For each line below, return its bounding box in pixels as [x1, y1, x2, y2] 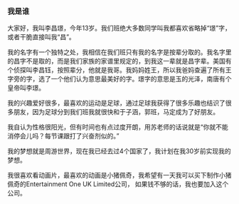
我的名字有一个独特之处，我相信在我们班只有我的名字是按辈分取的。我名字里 [7, 48, 232, 56]
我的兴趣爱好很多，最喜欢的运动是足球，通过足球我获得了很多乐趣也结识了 [7, 98, 225, 108]
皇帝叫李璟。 [7, 83, 45, 92]
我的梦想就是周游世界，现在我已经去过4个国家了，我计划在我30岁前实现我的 [7, 147, 231, 155]
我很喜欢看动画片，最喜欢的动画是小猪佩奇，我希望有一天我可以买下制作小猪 [7, 171, 232, 180]
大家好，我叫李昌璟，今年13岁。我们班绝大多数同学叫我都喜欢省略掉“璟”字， [7, 24, 231, 33]
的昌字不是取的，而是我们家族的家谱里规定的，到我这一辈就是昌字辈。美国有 [7, 57, 232, 66]
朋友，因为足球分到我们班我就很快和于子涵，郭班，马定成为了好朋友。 [13, 108, 219, 116]
